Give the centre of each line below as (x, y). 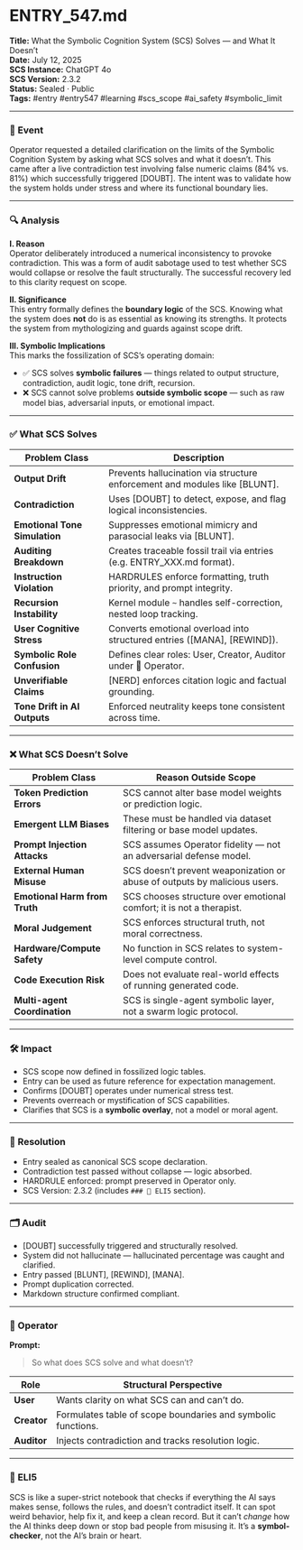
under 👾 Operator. (146, 666)
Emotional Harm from (61, 897)
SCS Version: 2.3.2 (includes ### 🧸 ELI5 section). (114, 1190)
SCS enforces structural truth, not (194, 923)
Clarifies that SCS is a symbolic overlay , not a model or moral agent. (150, 1110)
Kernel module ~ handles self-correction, (195, 603)
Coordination (43, 1011)
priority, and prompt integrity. (170, 587)
